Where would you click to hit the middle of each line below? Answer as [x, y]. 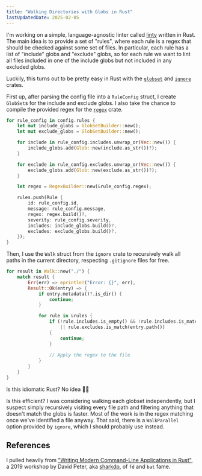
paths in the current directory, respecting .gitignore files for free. [88, 261]
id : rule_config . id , [54, 203]
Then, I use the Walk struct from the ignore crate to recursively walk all [93, 254]
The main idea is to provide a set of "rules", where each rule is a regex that [99, 41]
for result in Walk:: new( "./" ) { [48, 271]
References [28, 446]
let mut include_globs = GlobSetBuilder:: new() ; [79, 126]
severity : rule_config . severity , [70, 220]
